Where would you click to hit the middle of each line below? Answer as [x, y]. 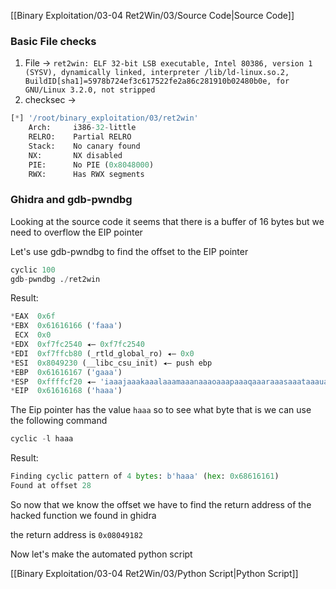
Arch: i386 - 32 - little [82, 128]
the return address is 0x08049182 [76, 534]
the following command [59, 421]
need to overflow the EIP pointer [76, 232]
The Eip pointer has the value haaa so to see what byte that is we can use [161, 410]
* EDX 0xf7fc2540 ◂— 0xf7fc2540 [77, 345]
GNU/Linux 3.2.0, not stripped [90, 90]
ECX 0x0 [33, 335]
